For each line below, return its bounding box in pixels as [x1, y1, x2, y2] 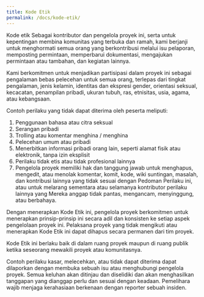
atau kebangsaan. [6, 95, 51, 102]
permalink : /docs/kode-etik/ [6, 15, 81, 21]
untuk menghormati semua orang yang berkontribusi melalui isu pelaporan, [6, 44, 195, 52]
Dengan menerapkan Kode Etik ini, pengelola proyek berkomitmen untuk [6, 208, 189, 215]
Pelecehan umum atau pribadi [15, 138, 91, 145]
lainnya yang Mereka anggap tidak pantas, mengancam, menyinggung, [15, 190, 194, 197]
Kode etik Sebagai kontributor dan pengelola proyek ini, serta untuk [6, 31, 176, 38]
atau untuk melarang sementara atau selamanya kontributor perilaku [15, 184, 188, 191]
